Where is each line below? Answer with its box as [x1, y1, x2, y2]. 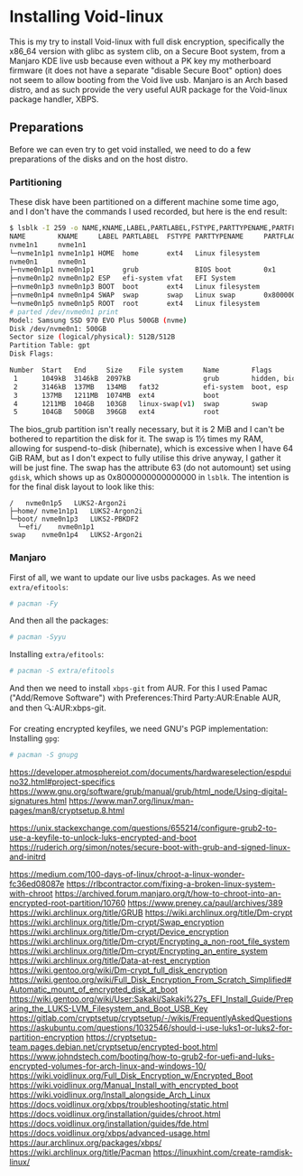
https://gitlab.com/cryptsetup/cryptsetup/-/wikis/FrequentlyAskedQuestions [9, 1013, 293, 1023]
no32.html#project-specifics [9, 776, 115, 787]
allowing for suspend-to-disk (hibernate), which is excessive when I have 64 [9, 443, 294, 454]
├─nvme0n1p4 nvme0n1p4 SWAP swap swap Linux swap [9, 291, 236, 300]
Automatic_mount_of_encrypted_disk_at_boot [9, 984, 179, 995]
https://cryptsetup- [86, 1032, 158, 1043]
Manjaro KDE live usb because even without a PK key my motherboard [9, 55, 271, 66]
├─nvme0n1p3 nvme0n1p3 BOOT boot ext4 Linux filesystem [9, 282, 260, 292]
